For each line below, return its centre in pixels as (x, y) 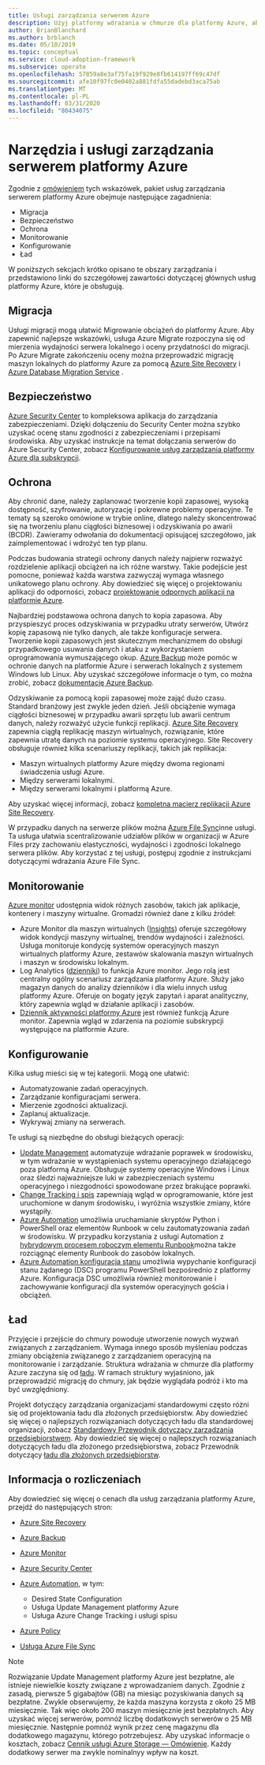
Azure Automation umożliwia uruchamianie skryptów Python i (119, 1219)
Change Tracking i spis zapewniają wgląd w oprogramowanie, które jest (136, 1195)
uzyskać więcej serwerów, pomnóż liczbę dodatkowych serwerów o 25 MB (130, 1718)
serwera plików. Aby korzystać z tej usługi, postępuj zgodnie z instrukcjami (130, 853)
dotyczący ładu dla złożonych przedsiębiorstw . (84, 1455)
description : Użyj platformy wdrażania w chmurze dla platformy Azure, (128, 23)
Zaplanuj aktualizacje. (55, 1114)
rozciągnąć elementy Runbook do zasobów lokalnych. (107, 1253)
